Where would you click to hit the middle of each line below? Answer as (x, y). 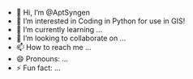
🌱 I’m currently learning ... (59, 29)
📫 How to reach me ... (54, 47)
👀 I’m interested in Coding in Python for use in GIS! (101, 21)
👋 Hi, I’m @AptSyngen (53, 12)
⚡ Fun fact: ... (38, 68)
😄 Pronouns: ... (42, 59)
